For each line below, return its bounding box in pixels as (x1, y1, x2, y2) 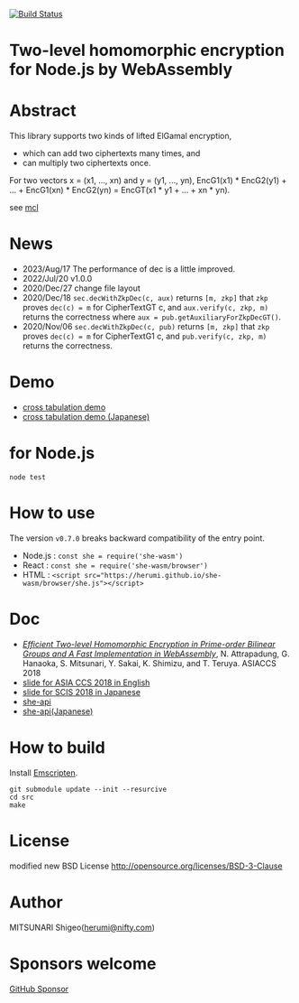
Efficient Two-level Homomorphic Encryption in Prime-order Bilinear (22, 638, 276, 649)
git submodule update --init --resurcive (9, 785, 168, 794)
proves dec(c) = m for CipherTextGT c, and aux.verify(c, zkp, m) (22, 302, 268, 313)
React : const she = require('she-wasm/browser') (22, 560, 209, 571)
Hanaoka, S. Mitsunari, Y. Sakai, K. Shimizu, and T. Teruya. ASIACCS (22, 657, 277, 668)
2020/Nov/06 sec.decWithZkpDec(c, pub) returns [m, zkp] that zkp (22, 321, 270, 332)
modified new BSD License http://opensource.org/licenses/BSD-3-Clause (9, 860, 283, 871)
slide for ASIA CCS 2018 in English (22, 677, 150, 688)
